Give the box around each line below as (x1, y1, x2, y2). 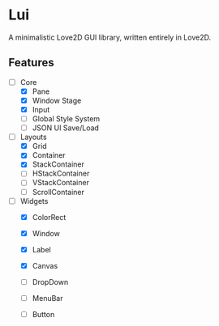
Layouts (19, 132, 47, 142)
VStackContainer (32, 178, 89, 188)
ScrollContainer (32, 187, 85, 197)
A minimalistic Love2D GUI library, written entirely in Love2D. (8, 32, 212, 42)
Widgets (19, 196, 49, 205)
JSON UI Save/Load (32, 123, 100, 133)
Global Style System (32, 114, 101, 123)
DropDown (32, 277, 69, 286)
